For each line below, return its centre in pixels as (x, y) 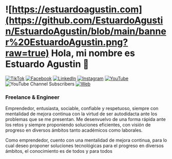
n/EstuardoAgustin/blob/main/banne (86, 31)
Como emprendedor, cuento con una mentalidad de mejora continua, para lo (86, 140)
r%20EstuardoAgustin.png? (67, 42)
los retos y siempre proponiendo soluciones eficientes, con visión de (78, 125)
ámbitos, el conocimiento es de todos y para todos (59, 151)
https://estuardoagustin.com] (77, 10)
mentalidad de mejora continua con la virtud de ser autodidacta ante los (81, 114)
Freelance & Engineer (33, 97)
